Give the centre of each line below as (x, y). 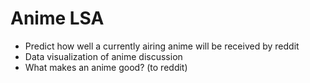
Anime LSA (57, 18)
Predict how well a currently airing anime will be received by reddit (162, 46)
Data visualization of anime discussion (103, 56)
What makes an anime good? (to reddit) (106, 67)
